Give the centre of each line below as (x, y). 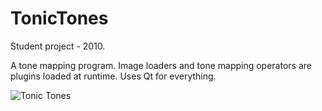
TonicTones (59, 18)
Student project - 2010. (58, 46)
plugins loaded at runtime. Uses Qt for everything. (113, 76)
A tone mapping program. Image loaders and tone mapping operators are (161, 65)
